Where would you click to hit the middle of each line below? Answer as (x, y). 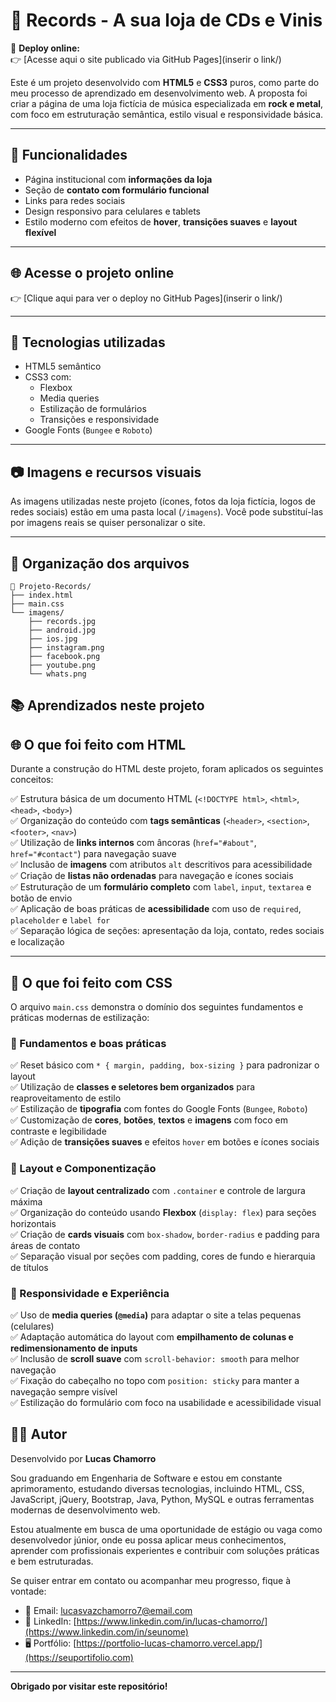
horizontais (33, 1223)
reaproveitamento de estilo (66, 1098)
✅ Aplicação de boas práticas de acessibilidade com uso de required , (156, 909)
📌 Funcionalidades (69, 155)
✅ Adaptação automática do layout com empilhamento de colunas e (152, 1336)
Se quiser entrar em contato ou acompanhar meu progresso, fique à (151, 1580)
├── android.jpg (62, 630)
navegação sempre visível (64, 1391)
